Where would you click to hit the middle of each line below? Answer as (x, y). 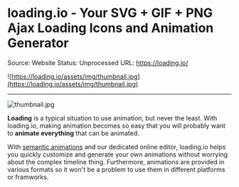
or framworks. (28, 177)
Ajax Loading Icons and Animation (111, 28)
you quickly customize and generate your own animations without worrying (118, 154)
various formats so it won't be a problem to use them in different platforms (116, 169)
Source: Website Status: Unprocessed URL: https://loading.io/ (98, 62)
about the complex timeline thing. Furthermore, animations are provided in (116, 161)
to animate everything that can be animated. (74, 133)
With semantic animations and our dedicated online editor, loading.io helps (117, 147)
